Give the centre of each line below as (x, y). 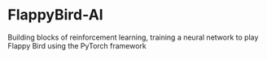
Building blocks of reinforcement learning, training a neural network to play (133, 37)
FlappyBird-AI (55, 15)
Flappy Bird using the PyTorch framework (77, 45)
